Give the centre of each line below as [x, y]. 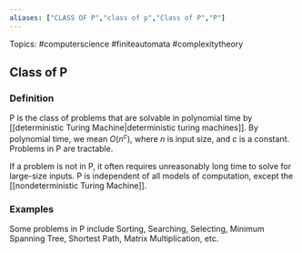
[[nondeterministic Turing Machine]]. [78, 185]
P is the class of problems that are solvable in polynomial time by [131, 118]
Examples [32, 208]
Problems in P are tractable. [61, 148]
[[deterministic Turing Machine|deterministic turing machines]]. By [134, 127]
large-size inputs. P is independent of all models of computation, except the [151, 176]
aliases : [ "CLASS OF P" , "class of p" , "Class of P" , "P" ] [117, 18]
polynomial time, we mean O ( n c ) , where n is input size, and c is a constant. [149, 138]
